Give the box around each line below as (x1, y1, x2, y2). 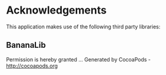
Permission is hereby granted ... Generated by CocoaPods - (6, 56, 151, 63)
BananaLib (6, 40, 46, 50)
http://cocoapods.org (6, 62, 58, 69)
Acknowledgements (6, 4, 107, 17)
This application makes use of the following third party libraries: (6, 23, 161, 30)
